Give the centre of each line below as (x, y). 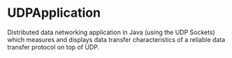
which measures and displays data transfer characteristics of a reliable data (116, 39)
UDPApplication (54, 13)
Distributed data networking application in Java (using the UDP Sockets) (111, 32)
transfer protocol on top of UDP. (53, 47)
